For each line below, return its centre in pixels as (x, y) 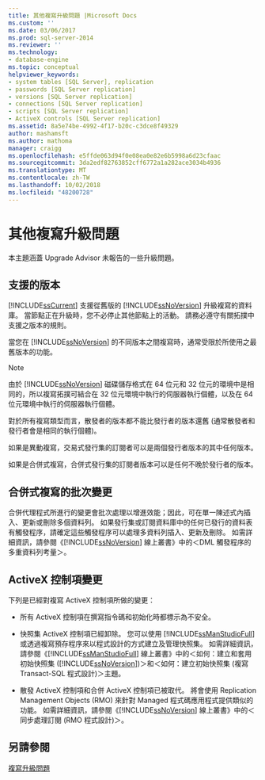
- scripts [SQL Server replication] (68, 112)
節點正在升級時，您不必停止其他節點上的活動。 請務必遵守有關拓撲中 (142, 315)
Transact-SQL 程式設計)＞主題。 (72, 673)
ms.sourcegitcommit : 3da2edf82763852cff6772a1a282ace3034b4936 (115, 163)
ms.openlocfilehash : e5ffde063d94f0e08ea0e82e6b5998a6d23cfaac (115, 155)
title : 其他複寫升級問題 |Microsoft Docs (72, 15)
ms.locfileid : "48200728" (51, 192)
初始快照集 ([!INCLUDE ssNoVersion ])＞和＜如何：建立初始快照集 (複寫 (134, 663)
